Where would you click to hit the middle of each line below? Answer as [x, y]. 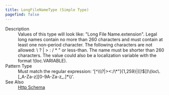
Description [17, 28]
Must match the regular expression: [55, 71]
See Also [15, 82]
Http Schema [32, 87]
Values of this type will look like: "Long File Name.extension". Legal [88, 34]
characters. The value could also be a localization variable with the [87, 55]
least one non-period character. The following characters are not [85, 44]
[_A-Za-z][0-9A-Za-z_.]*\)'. [46, 76]
